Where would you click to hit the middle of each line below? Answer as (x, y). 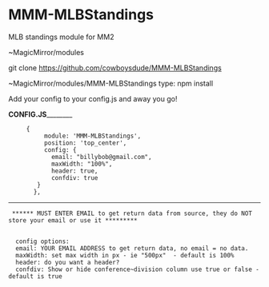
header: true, (74, 171)
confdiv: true (74, 177)
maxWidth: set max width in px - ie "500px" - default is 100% (125, 255)
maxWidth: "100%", (82, 164)
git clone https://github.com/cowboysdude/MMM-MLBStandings (115, 68)
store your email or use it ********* (73, 220)
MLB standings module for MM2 (61, 37)
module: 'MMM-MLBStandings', (92, 136)
